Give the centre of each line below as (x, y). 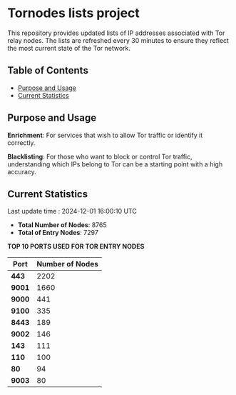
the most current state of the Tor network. (69, 48)
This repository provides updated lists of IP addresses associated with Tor (116, 33)
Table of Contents (48, 70)
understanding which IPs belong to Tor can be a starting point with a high (115, 164)
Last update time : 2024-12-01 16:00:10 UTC (72, 211)
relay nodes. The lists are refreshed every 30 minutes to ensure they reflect (118, 40)
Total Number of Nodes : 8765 (62, 225)
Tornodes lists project (74, 13)
